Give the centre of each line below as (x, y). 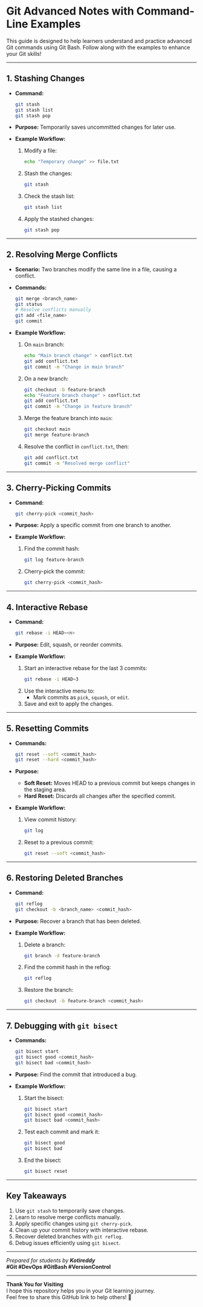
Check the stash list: (50, 196)
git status (29, 304)
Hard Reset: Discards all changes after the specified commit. (100, 796)
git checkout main (47, 429)
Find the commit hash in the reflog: (67, 967)
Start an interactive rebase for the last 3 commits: (85, 668)
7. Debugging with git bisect (62, 1026)
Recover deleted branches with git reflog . (69, 1236)
